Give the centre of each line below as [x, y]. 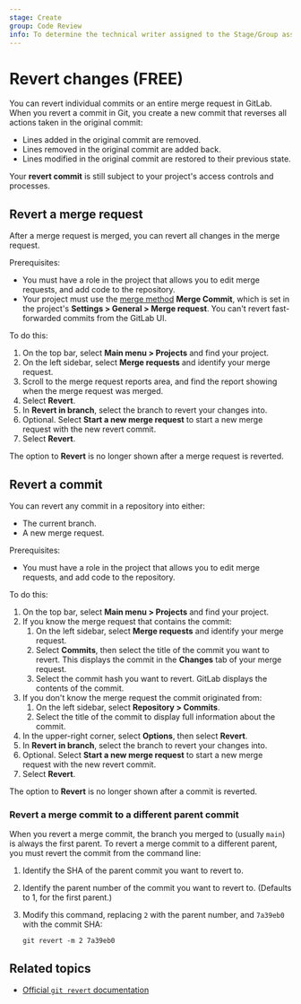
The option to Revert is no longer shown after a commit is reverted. [133, 791]
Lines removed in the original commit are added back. [121, 150]
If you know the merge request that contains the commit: [127, 621]
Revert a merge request [76, 214]
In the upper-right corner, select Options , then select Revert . [135, 736]
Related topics [50, 969]
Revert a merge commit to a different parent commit [124, 815]
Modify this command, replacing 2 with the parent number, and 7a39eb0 [153, 915]
